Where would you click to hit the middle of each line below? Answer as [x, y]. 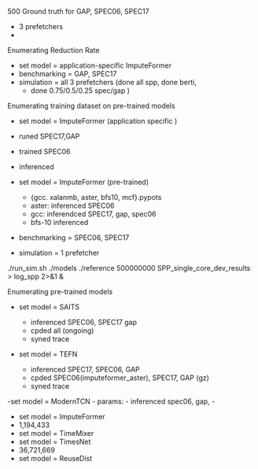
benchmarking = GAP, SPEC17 [68, 74]
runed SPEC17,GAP [49, 136]
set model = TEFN [48, 354]
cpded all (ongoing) [62, 331]
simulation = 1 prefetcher [59, 253]
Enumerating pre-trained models [60, 292]
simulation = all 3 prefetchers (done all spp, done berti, [108, 82]
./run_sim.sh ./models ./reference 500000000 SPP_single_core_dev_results [129, 268]
